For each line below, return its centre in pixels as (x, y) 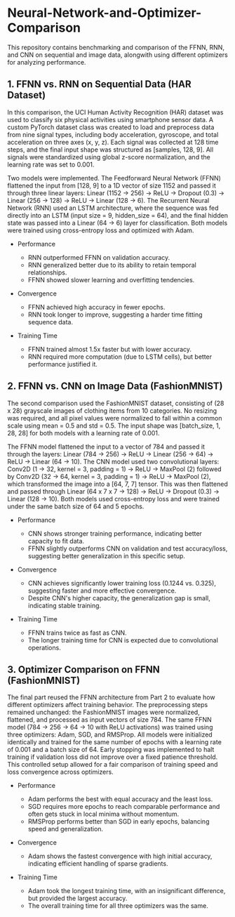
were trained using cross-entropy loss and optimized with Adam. (101, 230)
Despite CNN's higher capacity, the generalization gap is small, (119, 598)
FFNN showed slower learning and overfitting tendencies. (111, 279)
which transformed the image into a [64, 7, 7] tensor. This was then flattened (117, 484)
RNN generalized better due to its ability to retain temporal (112, 265)
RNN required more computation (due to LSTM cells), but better (120, 357)
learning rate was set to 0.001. (51, 164)
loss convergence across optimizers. (60, 772)
